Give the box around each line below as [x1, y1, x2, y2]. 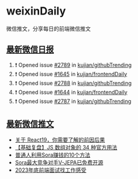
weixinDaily [6, 4, 66, 18]
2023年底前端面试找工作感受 [14, 166, 87, 174]
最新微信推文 [6, 119, 54, 129]
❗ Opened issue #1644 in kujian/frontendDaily [14, 88, 128, 96]
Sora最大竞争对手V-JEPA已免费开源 [14, 158, 104, 166]
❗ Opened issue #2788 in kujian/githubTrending [14, 79, 132, 86]
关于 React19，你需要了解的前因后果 [14, 136, 105, 143]
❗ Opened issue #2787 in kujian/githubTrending [14, 97, 131, 105]
